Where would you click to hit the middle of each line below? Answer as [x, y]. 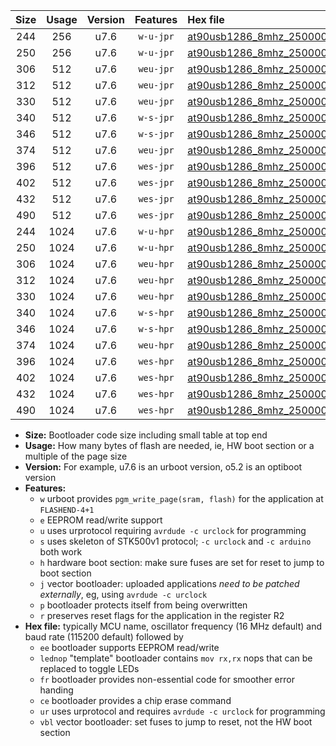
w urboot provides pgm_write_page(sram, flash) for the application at [181, 498]
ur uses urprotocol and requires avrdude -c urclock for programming [182, 711]
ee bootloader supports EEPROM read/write [129, 647]
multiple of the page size [76, 456]
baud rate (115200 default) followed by [104, 637]
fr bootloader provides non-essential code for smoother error [167, 679]
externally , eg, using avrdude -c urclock [123, 594]
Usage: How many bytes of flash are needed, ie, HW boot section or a [169, 445]
